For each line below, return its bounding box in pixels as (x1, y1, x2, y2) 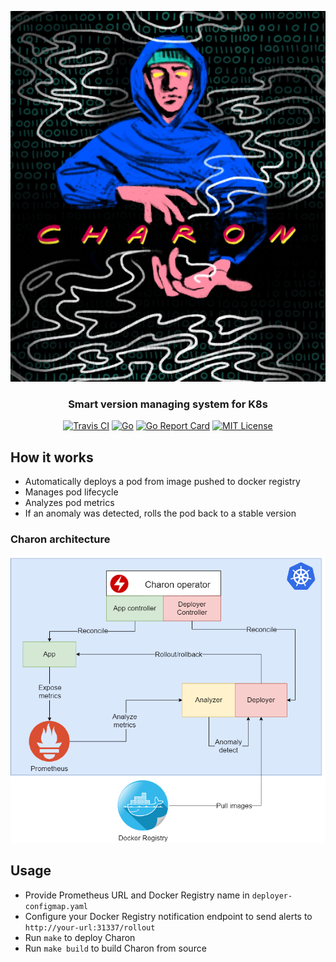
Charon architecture (10, 532, 111, 546)
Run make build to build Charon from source (24, 942, 207, 954)
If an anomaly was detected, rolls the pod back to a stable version (24, 507, 297, 520)
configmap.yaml (24, 901, 89, 911)
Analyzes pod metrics (24, 497, 115, 509)
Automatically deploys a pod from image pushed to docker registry (24, 476, 301, 488)
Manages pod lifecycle (24, 486, 119, 498)
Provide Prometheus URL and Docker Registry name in (24, 889, 250, 901)
